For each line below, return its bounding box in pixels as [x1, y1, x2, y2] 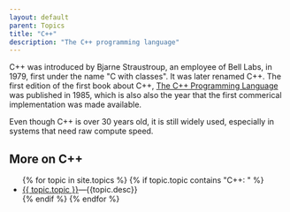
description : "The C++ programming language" [9, 37, 179, 47]
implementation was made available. [9, 99, 142, 110]
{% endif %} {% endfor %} [21, 193, 120, 204]
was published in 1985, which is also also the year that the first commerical [9, 90, 282, 101]
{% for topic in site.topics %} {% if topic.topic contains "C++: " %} [21, 175, 264, 185]
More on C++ [9, 151, 83, 166]
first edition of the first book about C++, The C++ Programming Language [9, 80, 279, 91]
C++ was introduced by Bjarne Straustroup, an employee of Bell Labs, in [9, 62, 272, 72]
